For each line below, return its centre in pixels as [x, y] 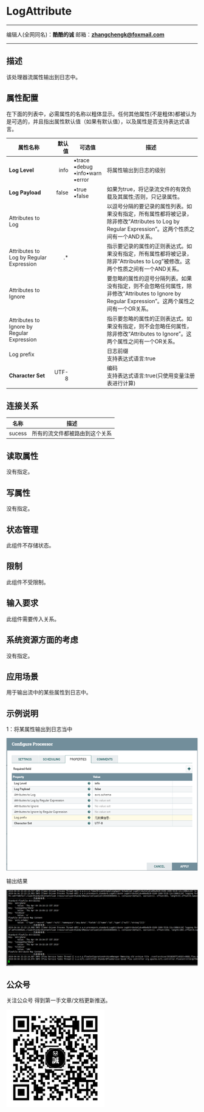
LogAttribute [39, 11]
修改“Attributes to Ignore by [146, 293]
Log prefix [22, 354]
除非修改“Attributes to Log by [143, 221]
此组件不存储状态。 [30, 546]
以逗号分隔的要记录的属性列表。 [147, 206]
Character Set [27, 376]
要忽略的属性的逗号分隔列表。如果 [149, 278]
